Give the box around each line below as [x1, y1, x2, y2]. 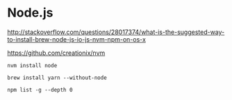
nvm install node [7, 62, 58, 69]
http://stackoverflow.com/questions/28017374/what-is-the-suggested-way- [7, 28, 225, 36]
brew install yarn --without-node [7, 74, 108, 81]
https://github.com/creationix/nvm [7, 49, 106, 57]
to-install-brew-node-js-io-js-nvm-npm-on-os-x [7, 35, 146, 43]
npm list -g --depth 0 [7, 86, 73, 93]
